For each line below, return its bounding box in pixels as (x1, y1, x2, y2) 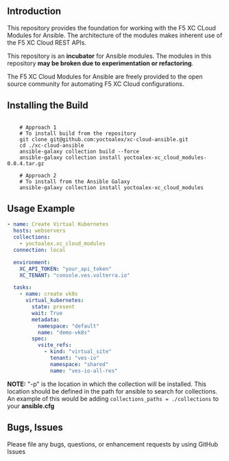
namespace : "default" (37, 323, 99, 330)
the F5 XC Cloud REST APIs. (7, 38, 87, 47)
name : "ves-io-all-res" (50, 367, 118, 374)
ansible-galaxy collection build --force (19, 148, 139, 155)
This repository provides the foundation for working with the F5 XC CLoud (7, 23, 216, 32)
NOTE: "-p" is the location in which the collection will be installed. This (7, 380, 207, 388)
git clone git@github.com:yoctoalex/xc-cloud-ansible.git (19, 136, 189, 143)
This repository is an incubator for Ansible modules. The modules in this (7, 52, 212, 60)
